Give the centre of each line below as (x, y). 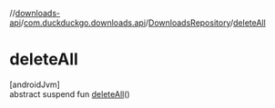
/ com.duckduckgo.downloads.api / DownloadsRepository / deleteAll (143, 23)
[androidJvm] (35, 84)
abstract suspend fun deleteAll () (70, 93)
